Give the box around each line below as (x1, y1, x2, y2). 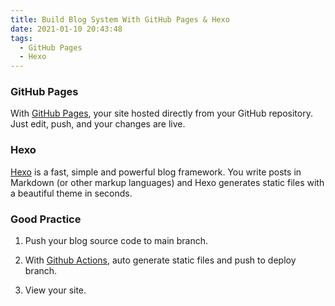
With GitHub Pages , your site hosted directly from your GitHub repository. (10, 107, 313, 120)
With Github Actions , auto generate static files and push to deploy (24, 254, 297, 266)
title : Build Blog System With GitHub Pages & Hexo (10, 14, 230, 25)
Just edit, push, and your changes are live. (10, 118, 186, 130)
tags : (10, 33, 33, 43)
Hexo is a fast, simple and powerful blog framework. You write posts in (10, 166, 302, 178)
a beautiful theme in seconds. (10, 187, 133, 199)
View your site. (24, 284, 87, 296)
